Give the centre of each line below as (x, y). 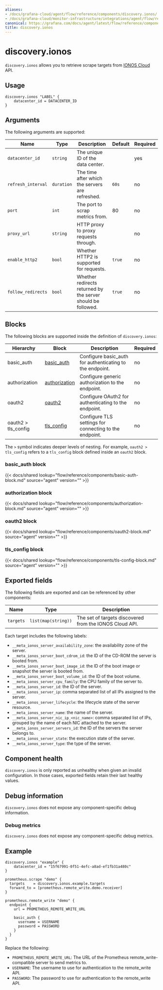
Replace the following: (27, 948)
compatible (23, 963)
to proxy (86, 230)
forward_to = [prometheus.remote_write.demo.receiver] (66, 888)
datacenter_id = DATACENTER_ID (45, 101)
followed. (87, 307)
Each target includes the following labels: (46, 636)
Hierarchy (24, 348)
